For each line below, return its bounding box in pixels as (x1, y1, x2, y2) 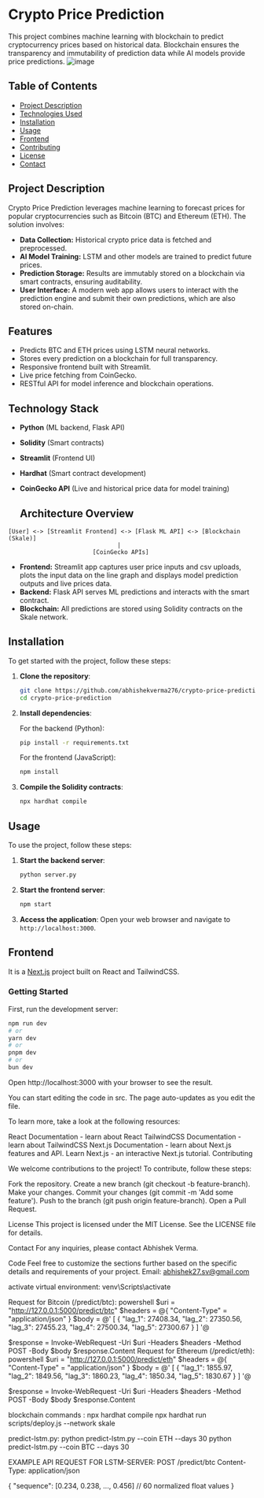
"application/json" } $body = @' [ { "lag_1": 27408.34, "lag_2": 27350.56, (8, 1314, 242, 1323)
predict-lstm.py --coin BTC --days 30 (8, 1442, 130, 1452)
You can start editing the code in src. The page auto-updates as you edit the (8, 1093, 255, 1102)
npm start (19, 900, 53, 908)
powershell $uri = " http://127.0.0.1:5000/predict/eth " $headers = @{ (8, 1354, 228, 1364)
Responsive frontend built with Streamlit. (19, 362, 152, 372)
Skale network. (19, 612, 68, 622)
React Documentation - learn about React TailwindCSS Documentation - (8, 1132, 242, 1141)
